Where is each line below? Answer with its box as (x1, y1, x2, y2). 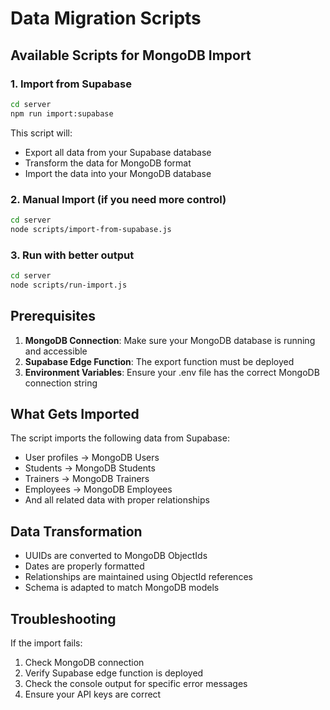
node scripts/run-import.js (10, 280, 128, 290)
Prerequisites (10, 308, 96, 325)
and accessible (24, 345, 88, 357)
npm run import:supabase (10, 108, 114, 119)
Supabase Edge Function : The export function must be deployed (24, 355, 295, 367)
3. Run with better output (10, 248, 135, 262)
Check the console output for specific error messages (24, 677, 248, 689)
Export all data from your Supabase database (24, 146, 212, 158)
